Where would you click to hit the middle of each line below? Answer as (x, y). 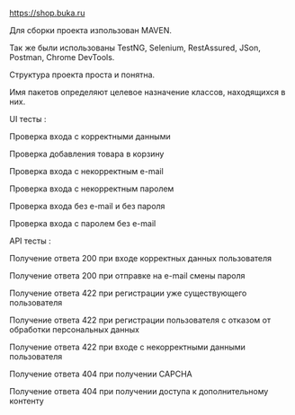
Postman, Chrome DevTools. (62, 57)
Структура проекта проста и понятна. (82, 75)
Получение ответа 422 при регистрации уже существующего (128, 293)
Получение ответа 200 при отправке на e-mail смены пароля (127, 276)
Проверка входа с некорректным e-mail (86, 171)
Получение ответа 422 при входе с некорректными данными (127, 347)
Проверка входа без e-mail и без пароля (87, 206)
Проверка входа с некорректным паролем (92, 189)
